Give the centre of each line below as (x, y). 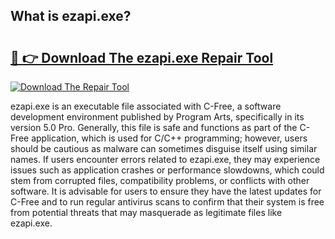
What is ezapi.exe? (71, 16)
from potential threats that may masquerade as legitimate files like (146, 212)
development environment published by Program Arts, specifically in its (157, 117)
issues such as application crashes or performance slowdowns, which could (167, 170)
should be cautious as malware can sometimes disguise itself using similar (164, 148)
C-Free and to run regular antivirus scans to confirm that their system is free (167, 202)
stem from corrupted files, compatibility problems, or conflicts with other (160, 180)
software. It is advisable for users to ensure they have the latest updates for (166, 191)
